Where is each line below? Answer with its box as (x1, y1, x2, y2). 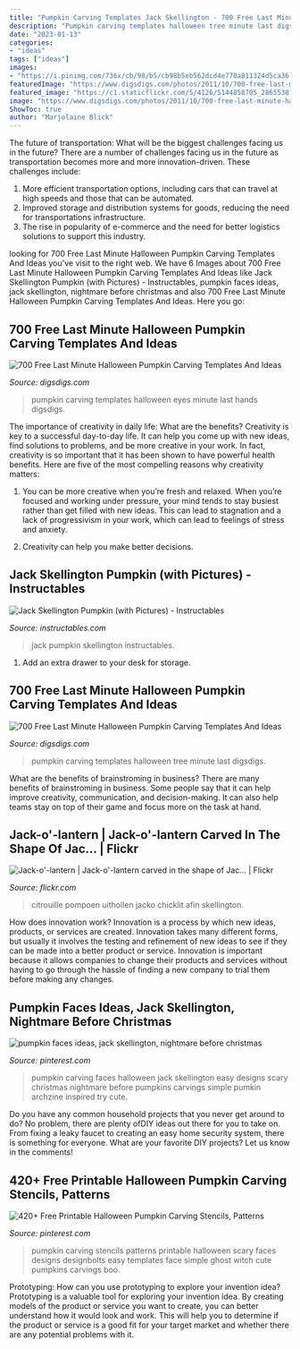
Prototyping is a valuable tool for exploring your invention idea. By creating (9, 1291, 284, 1302)
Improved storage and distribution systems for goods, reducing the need (21, 202, 290, 213)
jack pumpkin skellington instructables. (30, 639, 175, 650)
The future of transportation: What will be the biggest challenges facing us (9, 138, 284, 149)
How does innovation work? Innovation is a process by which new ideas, (9, 917, 277, 927)
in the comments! (9, 1147, 73, 1157)
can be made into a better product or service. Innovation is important (9, 945, 263, 956)
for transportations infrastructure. (21, 212, 146, 223)
